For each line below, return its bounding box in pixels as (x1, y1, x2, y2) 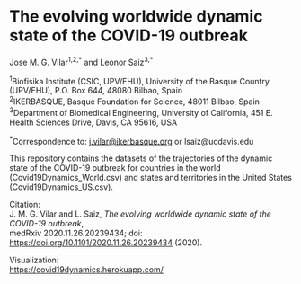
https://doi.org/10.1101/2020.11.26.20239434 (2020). (9, 237, 203, 248)
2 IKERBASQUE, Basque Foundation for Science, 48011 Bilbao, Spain (9, 94, 261, 107)
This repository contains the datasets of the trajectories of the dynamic (9, 153, 273, 164)
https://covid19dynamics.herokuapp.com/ (9, 264, 164, 275)
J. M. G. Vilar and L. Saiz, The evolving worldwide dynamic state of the (9, 209, 272, 219)
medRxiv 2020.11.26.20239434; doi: (9, 227, 143, 239)
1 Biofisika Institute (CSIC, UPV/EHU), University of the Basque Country (9, 74, 270, 86)
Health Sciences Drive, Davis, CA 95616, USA (9, 117, 178, 128)
